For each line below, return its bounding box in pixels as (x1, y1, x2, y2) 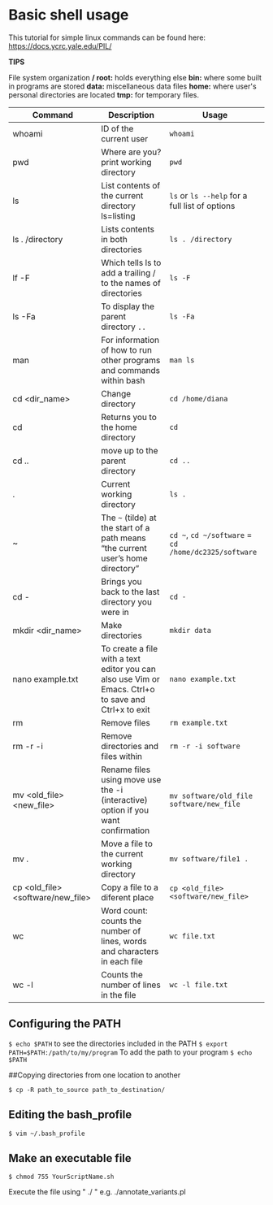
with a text (101, 652, 141, 664)
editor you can (101, 663, 156, 674)
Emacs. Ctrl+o (101, 683, 156, 695)
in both (101, 233, 128, 245)
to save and (101, 693, 145, 704)
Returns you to (101, 411, 157, 423)
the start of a (101, 522, 150, 533)
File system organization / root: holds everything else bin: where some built (8, 72, 262, 82)
